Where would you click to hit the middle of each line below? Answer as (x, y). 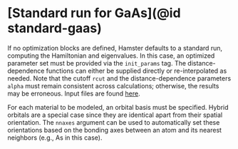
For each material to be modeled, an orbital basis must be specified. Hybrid (118, 107)
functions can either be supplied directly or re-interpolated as (136, 71)
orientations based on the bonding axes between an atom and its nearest (115, 130)
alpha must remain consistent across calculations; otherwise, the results (113, 86)
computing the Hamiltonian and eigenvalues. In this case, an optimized (111, 56)
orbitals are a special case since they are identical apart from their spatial (115, 115)
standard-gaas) (55, 28)
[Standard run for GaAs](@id (94, 13)
